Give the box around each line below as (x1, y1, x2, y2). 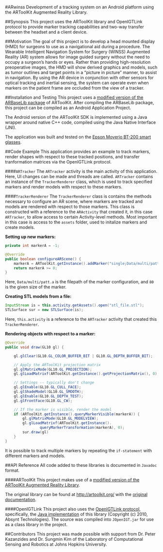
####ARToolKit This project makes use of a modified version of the (5, 477, 140, 482)
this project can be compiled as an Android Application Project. (5, 105, 131, 110)
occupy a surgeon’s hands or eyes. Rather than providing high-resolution (5, 59, 151, 65)
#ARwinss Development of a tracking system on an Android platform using (5, 4, 154, 10)
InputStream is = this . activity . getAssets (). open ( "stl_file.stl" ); (5, 303, 145, 308)
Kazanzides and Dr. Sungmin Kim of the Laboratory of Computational (5, 536, 143, 542)
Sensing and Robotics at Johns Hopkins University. (5, 541, 107, 547)
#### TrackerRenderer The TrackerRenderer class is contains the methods (5, 193, 152, 199)
